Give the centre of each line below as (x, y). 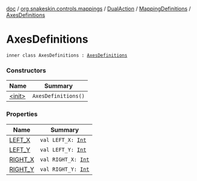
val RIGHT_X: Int (65, 159)
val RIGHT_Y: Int (65, 169)
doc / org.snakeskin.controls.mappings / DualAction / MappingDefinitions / (98, 9)
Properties (22, 114)
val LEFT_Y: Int (63, 149)
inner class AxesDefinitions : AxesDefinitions (67, 55)
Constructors (26, 70)
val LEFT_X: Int (63, 140)
